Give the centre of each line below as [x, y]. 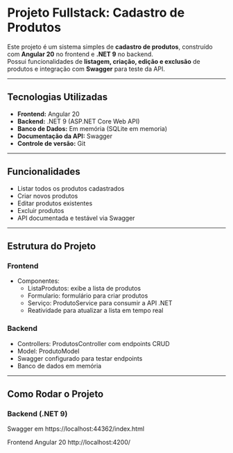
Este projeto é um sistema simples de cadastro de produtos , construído [110, 46]
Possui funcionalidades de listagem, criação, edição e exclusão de [104, 61]
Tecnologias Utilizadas [58, 97]
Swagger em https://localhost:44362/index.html [76, 429]
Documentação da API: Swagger [65, 136]
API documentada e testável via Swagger [76, 218]
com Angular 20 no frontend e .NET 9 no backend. [80, 54]
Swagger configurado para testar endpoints [80, 358]
